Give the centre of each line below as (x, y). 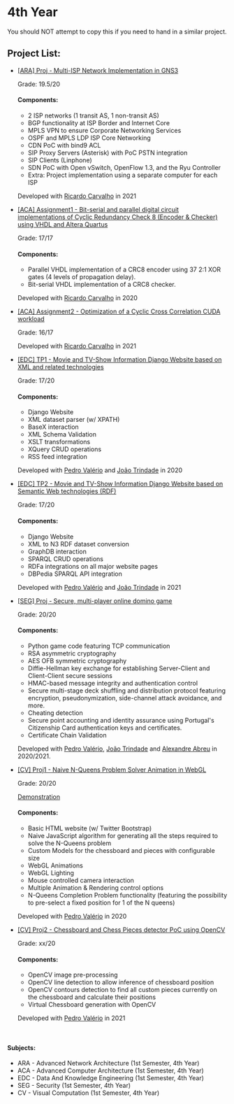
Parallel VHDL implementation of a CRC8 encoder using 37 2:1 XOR (124, 269)
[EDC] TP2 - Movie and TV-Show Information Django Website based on (120, 484)
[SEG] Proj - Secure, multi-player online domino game (95, 601)
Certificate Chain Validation (67, 735)
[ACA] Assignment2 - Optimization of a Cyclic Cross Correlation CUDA (119, 311)
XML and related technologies (60, 367)
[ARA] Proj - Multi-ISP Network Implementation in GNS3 (98, 70)
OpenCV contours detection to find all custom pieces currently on (123, 990)
